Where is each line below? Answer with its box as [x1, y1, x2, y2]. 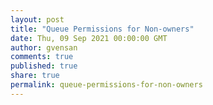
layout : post [10, 14, 65, 25]
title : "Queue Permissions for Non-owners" [10, 24, 195, 34]
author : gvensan [10, 42, 78, 53]
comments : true [10, 52, 74, 62]
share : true [10, 71, 60, 81]
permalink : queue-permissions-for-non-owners [10, 80, 203, 90]
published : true [10, 61, 78, 71]
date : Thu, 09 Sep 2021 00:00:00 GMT [10, 33, 168, 43]
